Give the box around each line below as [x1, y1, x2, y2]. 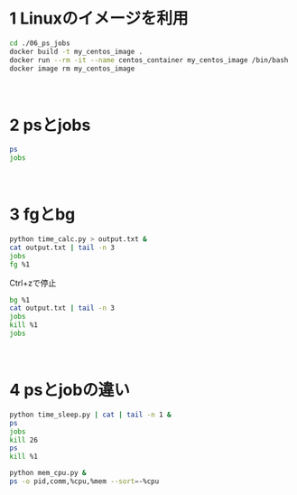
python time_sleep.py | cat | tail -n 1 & [9, 410, 172, 419]
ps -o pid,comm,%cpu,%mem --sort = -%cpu [9, 477, 160, 486]
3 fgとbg [9, 204, 76, 225]
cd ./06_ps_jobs [9, 38, 70, 48]
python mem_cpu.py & [9, 469, 88, 478]
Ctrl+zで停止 [9, 277, 57, 288]
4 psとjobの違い [9, 380, 131, 400]
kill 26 [9, 435, 39, 444]
